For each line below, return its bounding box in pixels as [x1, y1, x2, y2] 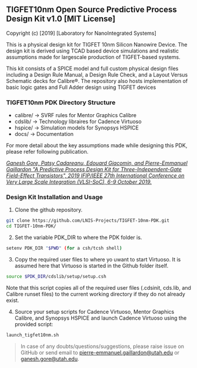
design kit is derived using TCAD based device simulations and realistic [6, 47, 179, 54]
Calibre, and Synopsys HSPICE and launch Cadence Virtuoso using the [14, 314, 187, 321]
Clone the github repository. [14, 206, 83, 214]
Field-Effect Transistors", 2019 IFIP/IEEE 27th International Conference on [6, 172, 185, 179]
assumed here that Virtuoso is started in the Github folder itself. [14, 262, 169, 270]
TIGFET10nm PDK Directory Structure [6, 98, 116, 107]
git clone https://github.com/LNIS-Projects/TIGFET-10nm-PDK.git [6, 218, 169, 224]
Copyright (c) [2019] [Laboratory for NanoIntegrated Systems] [6, 29, 157, 37]
